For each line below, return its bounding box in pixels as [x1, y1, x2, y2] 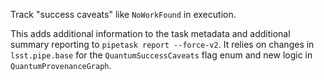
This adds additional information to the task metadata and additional [10, 28, 291, 39]
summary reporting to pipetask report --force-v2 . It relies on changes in [10, 39, 315, 50]
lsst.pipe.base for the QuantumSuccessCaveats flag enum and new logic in [10, 49, 313, 61]
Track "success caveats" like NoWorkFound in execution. [10, 9, 237, 20]
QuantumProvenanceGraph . [10, 60, 112, 71]
